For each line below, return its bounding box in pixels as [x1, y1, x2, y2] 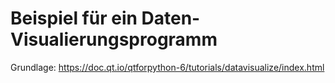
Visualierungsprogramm [10, 28, 218, 51]
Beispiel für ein [10, 7, 138, 30]
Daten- [141, 7, 201, 30]
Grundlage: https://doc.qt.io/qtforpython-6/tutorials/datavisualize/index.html [10, 61, 325, 73]
